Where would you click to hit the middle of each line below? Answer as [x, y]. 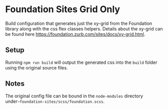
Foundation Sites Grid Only [63, 9]
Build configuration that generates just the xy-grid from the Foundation [79, 23]
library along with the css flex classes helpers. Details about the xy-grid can [84, 28]
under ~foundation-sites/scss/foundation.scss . [55, 101]
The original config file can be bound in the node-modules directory [74, 96]
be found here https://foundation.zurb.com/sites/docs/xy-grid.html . [75, 34]
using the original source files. [37, 67]
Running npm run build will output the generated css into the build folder [81, 62]
